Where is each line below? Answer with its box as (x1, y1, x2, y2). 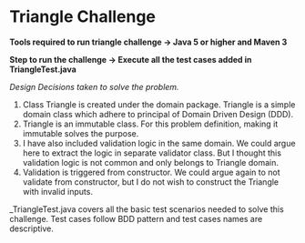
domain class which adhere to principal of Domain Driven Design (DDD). (22, 108, 294, 119)
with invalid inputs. (22, 186, 94, 197)
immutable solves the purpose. (22, 127, 139, 138)
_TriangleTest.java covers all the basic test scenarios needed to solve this (9, 203, 284, 215)
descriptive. (9, 223, 55, 234)
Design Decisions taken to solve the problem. (9, 81, 179, 92)
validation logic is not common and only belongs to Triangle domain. (22, 157, 280, 167)
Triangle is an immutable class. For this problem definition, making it (22, 118, 279, 129)
